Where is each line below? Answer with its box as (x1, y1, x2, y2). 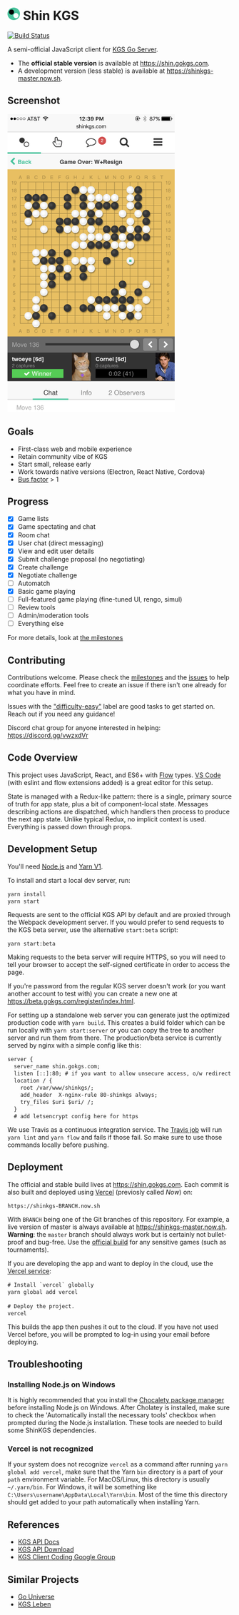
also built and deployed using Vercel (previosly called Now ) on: (7, 1188, 193, 1196)
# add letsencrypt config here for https (14, 1113, 139, 1120)
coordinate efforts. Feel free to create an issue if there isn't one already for (7, 681, 227, 689)
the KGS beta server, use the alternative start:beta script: (7, 925, 178, 934)
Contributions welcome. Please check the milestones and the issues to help (7, 673, 230, 682)
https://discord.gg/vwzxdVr (7, 731, 89, 740)
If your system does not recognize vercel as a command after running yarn (7, 1460, 228, 1469)
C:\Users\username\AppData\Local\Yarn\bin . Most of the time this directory (7, 1490, 228, 1499)
